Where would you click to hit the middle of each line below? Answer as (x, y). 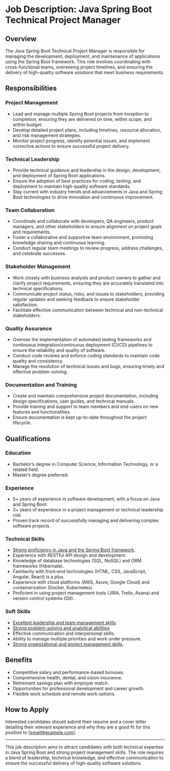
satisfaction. (25, 304)
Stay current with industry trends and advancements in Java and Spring (88, 191)
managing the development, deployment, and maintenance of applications (83, 56)
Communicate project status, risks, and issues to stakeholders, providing (88, 294)
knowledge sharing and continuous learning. (59, 243)
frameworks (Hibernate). (38, 566)
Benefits (19, 660)
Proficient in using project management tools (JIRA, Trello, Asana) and (86, 593)
